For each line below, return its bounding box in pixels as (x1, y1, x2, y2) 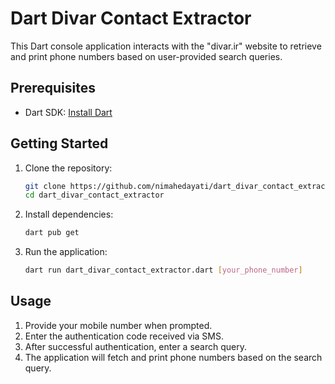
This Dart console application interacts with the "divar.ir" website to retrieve (10, 40, 322, 52)
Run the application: (24, 246, 108, 258)
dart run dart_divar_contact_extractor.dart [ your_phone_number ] (24, 265, 303, 276)
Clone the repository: (24, 162, 113, 174)
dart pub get (24, 228, 80, 238)
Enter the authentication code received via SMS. (24, 330, 225, 342)
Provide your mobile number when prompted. (24, 319, 213, 331)
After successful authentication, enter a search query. (24, 340, 248, 352)
